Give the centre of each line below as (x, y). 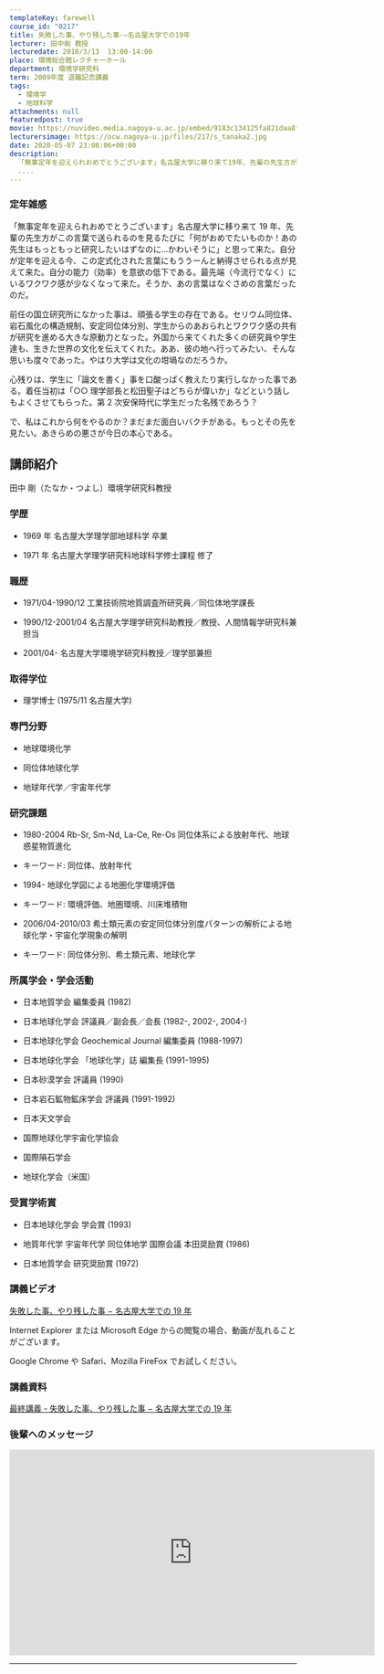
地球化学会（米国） (59, 1177)
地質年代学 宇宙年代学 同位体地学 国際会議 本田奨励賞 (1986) (136, 1244)
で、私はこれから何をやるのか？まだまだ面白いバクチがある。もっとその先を (153, 421)
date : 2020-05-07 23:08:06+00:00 (73, 145)
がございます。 (37, 1341)
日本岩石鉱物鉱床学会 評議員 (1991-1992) (99, 1099)
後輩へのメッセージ (52, 1435)
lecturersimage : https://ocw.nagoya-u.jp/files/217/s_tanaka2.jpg (138, 137)
